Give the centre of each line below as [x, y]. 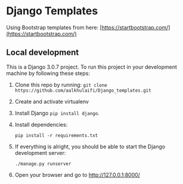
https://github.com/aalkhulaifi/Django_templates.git [83, 91]
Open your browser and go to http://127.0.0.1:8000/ [77, 174]
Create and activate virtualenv [52, 101]
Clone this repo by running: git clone [61, 85]
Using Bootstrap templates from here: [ [54, 27]
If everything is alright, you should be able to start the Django [90, 146]
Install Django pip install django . [57, 113]
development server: [40, 152]
